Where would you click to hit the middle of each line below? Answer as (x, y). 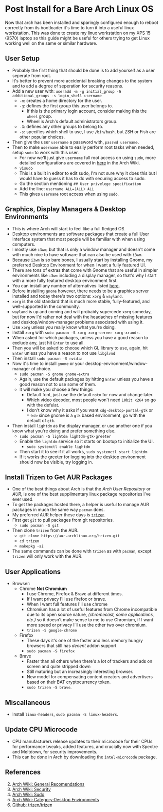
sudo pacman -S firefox (51, 651)
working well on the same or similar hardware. (51, 43)
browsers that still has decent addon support (72, 646)
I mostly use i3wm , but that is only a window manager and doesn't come (84, 249)
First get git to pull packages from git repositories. (63, 520)
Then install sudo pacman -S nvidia (47, 358)
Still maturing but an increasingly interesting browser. (80, 671)
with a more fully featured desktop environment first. (65, 280)
